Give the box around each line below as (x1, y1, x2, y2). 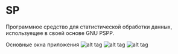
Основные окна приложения (5, 41, 80, 48)
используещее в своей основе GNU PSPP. (5, 29, 115, 36)
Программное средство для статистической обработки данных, (5, 23, 173, 30)
